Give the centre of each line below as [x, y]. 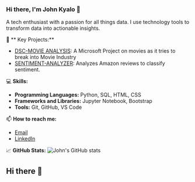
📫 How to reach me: [32, 119]
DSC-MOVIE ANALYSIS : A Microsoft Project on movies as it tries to [95, 51]
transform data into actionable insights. [53, 28]
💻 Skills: [17, 81]
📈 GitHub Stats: [26, 150]
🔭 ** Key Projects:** [30, 40]
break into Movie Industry [45, 57]
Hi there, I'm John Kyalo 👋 [43, 9]
